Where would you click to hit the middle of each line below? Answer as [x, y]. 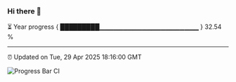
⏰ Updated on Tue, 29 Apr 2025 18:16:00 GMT [74, 57]
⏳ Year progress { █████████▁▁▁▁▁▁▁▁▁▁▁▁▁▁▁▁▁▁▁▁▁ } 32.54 [114, 27]
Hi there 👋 [25, 11]
